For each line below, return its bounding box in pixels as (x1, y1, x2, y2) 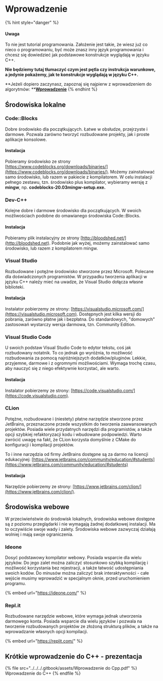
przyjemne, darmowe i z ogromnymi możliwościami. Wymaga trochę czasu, (5, 360, 157, 366)
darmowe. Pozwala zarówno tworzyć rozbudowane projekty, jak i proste (5, 131, 150, 137)
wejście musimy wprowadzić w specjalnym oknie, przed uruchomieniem (5, 575, 150, 581)
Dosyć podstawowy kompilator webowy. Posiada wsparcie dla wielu (5, 555, 142, 561)
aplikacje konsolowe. (5, 136, 47, 142)
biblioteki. (5, 284, 25, 290)
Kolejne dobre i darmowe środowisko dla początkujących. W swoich (5, 208, 142, 214)
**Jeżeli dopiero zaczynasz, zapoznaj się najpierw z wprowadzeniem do (5, 81, 152, 87)
